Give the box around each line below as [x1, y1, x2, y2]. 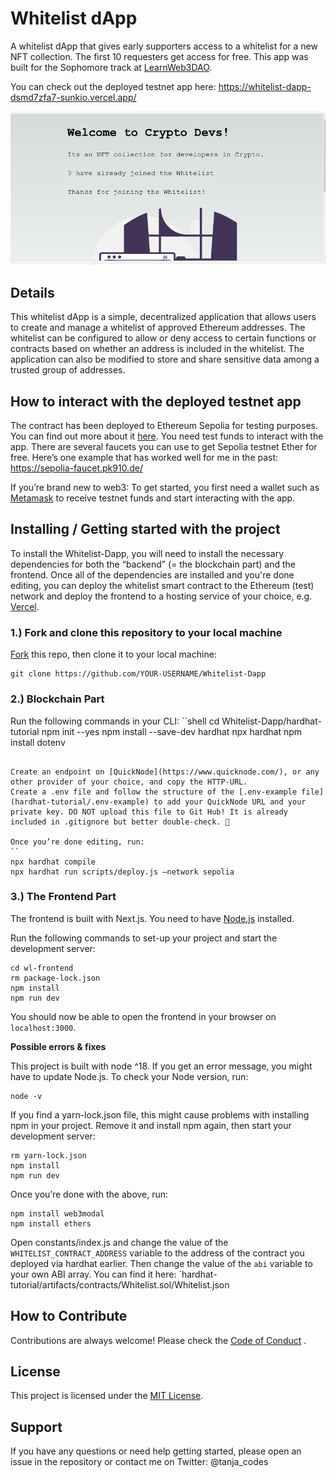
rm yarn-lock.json [10, 1150, 87, 1161]
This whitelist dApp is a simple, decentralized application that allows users [10, 311, 317, 323]
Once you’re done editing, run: [10, 837, 145, 847]
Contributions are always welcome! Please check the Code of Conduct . [10, 1334, 307, 1346]
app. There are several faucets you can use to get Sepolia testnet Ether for [10, 441, 318, 453]
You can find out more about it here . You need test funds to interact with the [10, 430, 324, 442]
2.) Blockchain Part [10, 692, 105, 706]
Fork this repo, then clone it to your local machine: [10, 648, 217, 661]
